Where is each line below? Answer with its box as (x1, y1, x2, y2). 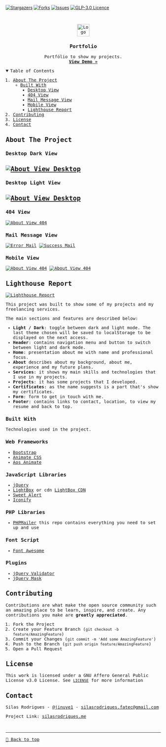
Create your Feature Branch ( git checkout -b (12, 626, 119, 632)
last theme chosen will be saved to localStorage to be (12, 330, 151, 336)
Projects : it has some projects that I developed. (12, 379, 138, 385)
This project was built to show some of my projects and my (5, 302, 154, 307)
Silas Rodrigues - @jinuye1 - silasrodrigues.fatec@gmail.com (5, 705, 159, 710)
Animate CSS (12, 454, 42, 460)
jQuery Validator (12, 571, 55, 576)
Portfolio (69, 43, 98, 49)
